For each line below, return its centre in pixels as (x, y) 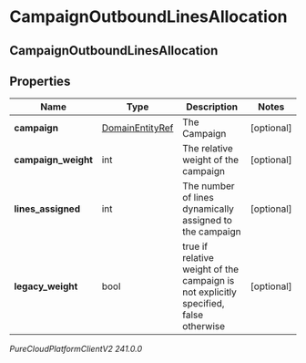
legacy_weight (46, 286)
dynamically (208, 209)
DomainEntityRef (138, 128)
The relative (208, 149)
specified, (203, 304)
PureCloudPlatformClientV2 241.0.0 (76, 349)
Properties (40, 81)
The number (208, 186)
